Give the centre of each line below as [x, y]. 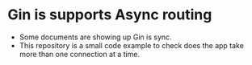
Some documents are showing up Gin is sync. [95, 37]
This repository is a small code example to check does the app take [131, 45]
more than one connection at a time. [80, 54]
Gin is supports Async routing [110, 15]
